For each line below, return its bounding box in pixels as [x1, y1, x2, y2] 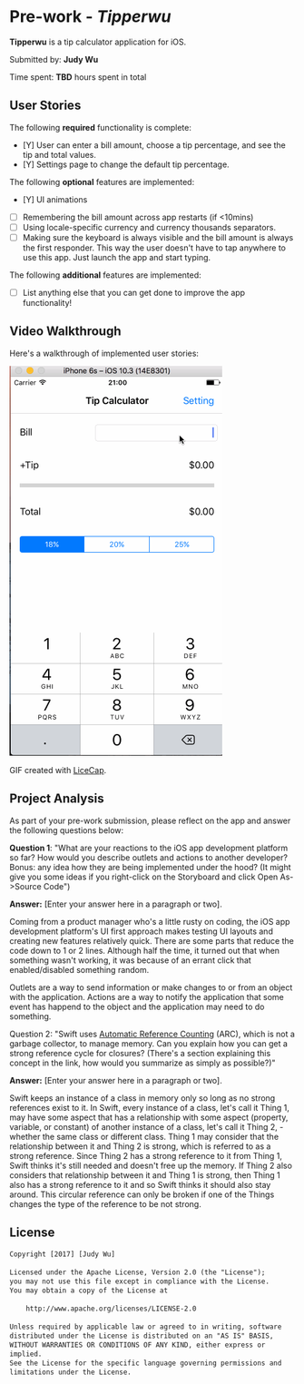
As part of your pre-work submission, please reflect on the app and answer [9, 815, 291, 826]
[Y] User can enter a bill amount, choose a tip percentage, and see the [22, 139, 286, 151]
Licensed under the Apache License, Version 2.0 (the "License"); [9, 1268, 266, 1277]
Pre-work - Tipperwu [9, 6, 172, 27]
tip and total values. [22, 149, 97, 160]
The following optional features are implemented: [9, 176, 195, 187]
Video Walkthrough [9, 324, 122, 339]
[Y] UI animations [22, 193, 88, 205]
